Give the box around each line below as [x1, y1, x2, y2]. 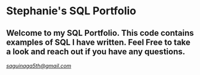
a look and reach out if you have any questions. [6, 46, 186, 57]
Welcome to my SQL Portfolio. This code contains [6, 28, 194, 38]
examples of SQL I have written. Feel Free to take [6, 37, 191, 47]
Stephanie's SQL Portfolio [6, 4, 137, 18]
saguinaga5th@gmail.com [6, 62, 72, 69]
